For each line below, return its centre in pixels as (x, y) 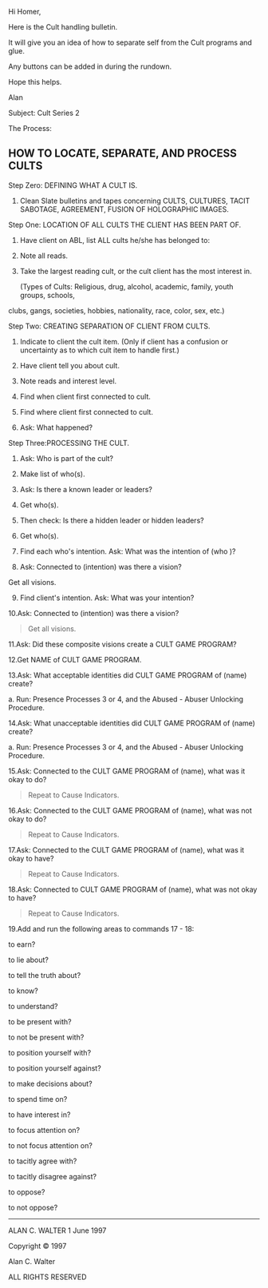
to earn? (22, 944)
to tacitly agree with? (43, 1161)
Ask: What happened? (56, 427)
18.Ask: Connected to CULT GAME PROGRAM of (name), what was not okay (133, 889)
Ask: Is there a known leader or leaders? (86, 489)
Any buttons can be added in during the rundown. (90, 66)
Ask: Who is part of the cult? (67, 458)
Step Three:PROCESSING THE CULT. (69, 443)
